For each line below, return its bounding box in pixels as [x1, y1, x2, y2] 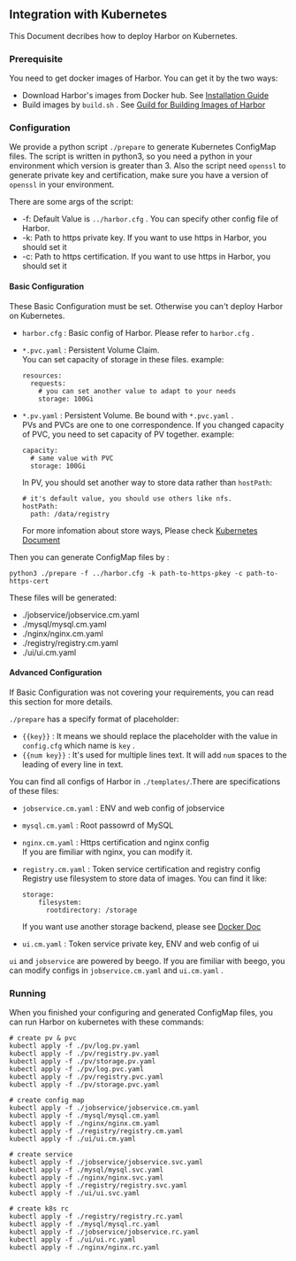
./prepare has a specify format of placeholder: [9, 713, 179, 724]
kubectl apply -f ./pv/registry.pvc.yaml [9, 1072, 164, 1082]
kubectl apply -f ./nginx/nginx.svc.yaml [9, 1173, 164, 1182]
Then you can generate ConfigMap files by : [9, 551, 170, 562]
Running [9, 987, 47, 1000]
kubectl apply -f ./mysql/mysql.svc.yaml [9, 1165, 164, 1175]
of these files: [9, 785, 59, 796]
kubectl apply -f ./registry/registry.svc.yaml [9, 1181, 188, 1190]
